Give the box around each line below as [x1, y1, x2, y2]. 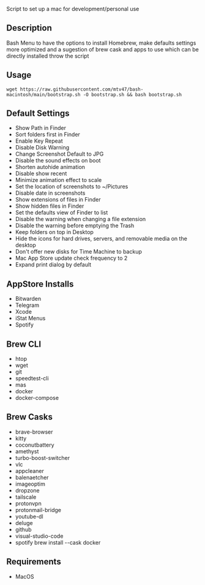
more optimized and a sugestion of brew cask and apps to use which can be [6, 45, 199, 53]
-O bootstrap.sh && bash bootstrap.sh [83, 91, 182, 97]
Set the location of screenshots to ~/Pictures [15, 183, 129, 191]
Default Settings [6, 108, 70, 119]
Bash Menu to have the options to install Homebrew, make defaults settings [6, 39, 196, 47]
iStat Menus [15, 315, 46, 322]
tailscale [15, 493, 37, 500]
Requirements [6, 557, 61, 567]
